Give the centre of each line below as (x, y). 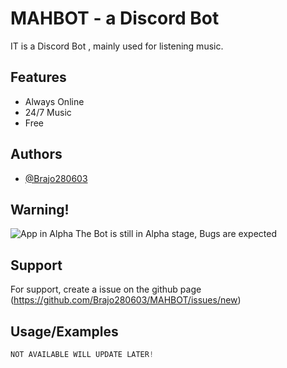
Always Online (54, 101)
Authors (36, 154)
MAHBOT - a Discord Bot (115, 18)
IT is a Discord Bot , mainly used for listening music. (117, 46)
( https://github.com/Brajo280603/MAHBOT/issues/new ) (126, 300)
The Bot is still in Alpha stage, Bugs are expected (176, 234)
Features (38, 77)
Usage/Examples (64, 331)
